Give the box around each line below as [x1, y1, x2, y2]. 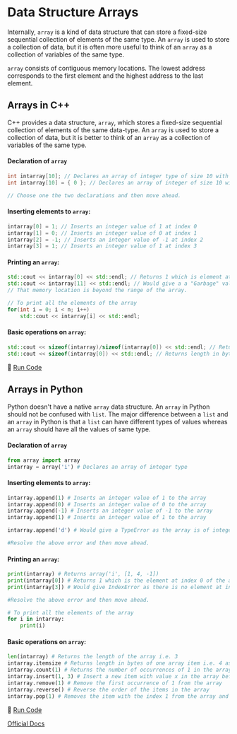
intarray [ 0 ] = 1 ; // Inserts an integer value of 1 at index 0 [7, 223, 197, 230]
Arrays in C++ [7, 100, 71, 112]
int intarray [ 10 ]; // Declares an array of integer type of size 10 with [7, 173, 229, 180]
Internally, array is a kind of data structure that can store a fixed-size [7, 28, 207, 36]
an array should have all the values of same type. [7, 425, 151, 433]
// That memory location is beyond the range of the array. [7, 287, 188, 294]
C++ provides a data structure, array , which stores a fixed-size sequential [7, 118, 223, 127]
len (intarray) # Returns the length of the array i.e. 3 [7, 653, 178, 660]
